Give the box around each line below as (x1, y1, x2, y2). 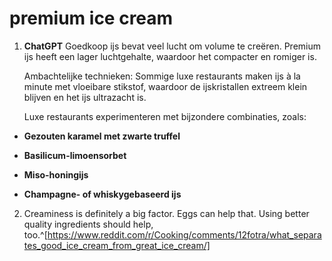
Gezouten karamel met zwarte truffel (23, 130, 181, 142)
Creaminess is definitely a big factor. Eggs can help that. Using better (23, 207, 310, 219)
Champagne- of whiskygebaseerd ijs (23, 188, 182, 200)
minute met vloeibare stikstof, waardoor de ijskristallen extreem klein (23, 80, 308, 92)
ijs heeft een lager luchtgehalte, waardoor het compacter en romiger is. (23, 50, 317, 62)
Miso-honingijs (23, 168, 89, 181)
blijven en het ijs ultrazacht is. (23, 91, 147, 103)
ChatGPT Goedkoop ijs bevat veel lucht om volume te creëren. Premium (23, 40, 321, 52)
